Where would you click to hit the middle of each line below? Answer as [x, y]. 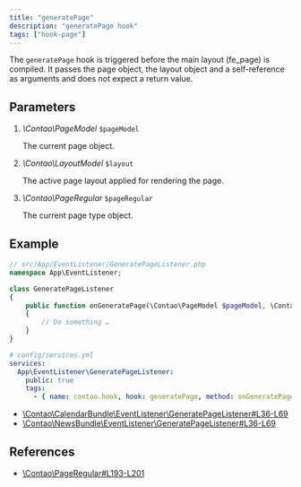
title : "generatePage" [52, 17]
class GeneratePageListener [62, 289]
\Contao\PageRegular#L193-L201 [83, 473]
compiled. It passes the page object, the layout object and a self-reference [147, 69]
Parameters [43, 107]
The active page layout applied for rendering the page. [123, 181]
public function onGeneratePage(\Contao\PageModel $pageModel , [146, 306]
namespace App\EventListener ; [66, 273]
